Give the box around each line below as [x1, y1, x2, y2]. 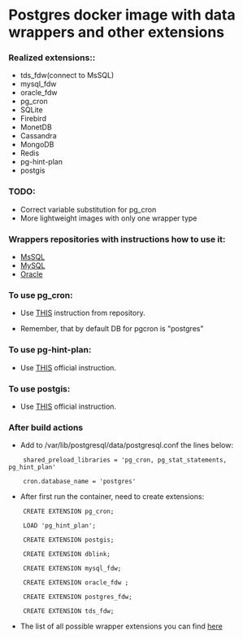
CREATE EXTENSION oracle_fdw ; [23, 579, 129, 587]
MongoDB [20, 140, 54, 150]
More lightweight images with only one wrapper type [20, 213, 197, 223]
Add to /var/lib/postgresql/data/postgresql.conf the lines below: [20, 440, 234, 450]
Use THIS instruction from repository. [20, 308, 145, 318]
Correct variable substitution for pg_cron [20, 204, 157, 214]
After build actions [8, 422, 84, 433]
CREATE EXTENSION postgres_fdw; [23, 593, 132, 602]
